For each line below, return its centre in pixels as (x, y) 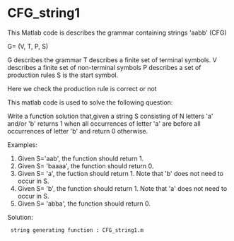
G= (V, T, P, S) (28, 46)
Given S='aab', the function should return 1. (81, 158)
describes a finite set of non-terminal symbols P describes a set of (104, 67)
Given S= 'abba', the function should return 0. (84, 204)
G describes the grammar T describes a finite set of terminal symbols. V (112, 60)
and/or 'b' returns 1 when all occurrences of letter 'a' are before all (104, 123)
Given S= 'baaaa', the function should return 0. (86, 166)
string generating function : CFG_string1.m (77, 230)
